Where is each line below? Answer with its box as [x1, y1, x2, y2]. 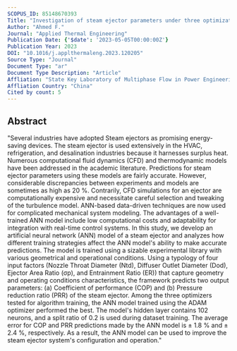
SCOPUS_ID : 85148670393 [7, 10, 78, 18]
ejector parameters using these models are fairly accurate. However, [7, 171, 207, 180]
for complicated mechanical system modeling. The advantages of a [7, 209, 203, 217]
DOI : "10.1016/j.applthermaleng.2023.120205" [7, 50, 143, 57]
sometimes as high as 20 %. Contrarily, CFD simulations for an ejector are [7, 186, 222, 195]
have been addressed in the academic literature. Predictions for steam [7, 164, 212, 172]
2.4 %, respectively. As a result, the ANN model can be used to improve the [7, 328, 227, 337]
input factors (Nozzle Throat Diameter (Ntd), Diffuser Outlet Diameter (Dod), [7, 261, 228, 269]
